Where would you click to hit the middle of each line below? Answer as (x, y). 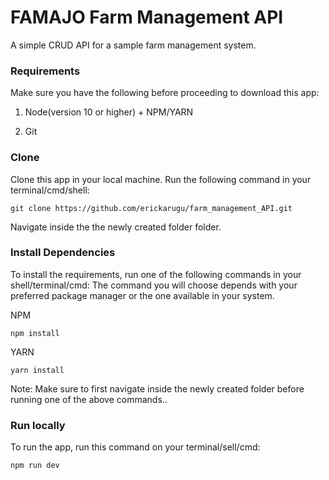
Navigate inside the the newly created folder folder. (116, 227)
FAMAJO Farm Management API (147, 17)
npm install (35, 333)
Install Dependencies (63, 253)
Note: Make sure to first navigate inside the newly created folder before (157, 388)
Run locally (38, 425)
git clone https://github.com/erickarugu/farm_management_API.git (151, 208)
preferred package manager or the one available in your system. (142, 295)
